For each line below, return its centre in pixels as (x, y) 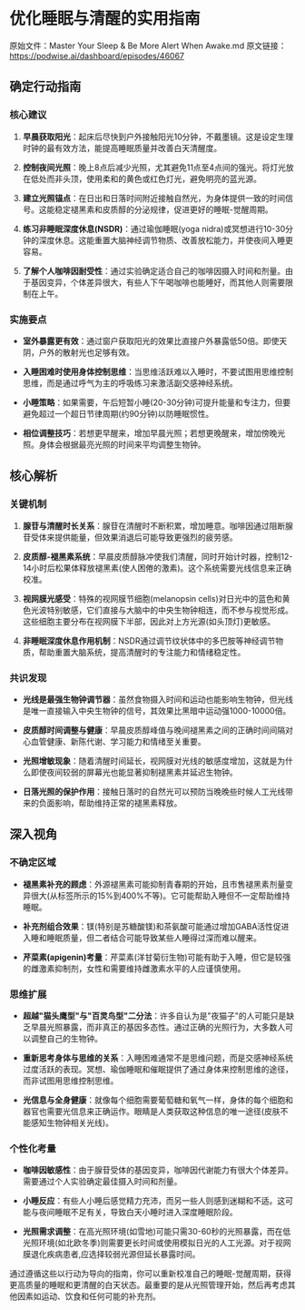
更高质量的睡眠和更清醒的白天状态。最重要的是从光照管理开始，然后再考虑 (148, 1285)
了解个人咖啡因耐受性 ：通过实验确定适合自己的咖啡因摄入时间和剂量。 (154, 270)
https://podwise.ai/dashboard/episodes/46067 (97, 56)
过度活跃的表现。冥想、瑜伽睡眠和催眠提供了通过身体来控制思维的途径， (157, 1069)
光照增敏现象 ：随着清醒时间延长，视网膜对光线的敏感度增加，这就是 (150, 760)
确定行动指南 (45, 87)
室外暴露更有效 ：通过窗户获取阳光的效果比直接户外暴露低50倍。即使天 (155, 340)
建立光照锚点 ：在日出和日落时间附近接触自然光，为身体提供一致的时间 (154, 198)
